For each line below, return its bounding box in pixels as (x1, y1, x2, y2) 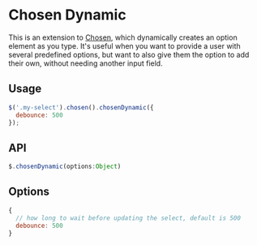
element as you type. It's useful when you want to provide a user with (8, 41, 241, 50)
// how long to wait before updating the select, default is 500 (15, 213, 242, 222)
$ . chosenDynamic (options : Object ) (8, 162, 122, 171)
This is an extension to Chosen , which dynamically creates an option (8, 32, 238, 42)
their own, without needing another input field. (8, 58, 164, 68)
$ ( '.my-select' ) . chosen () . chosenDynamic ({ (8, 103, 154, 111)
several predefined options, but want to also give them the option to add (8, 49, 250, 59)
